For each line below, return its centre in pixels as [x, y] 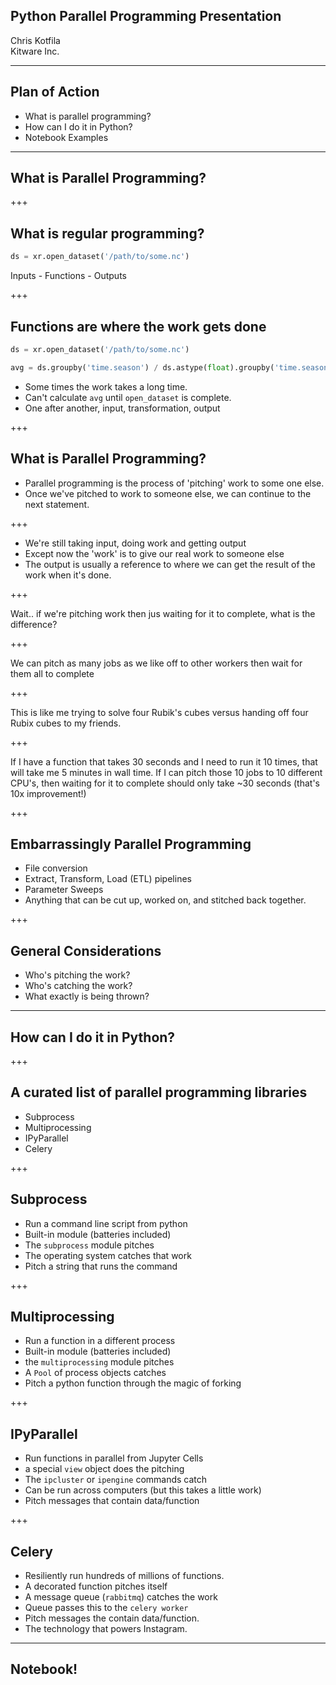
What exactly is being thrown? [87, 996]
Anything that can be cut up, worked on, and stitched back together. [165, 900]
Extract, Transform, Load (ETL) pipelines [108, 879]
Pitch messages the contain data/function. [112, 1618]
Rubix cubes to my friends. [66, 723]
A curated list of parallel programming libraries [159, 1092]
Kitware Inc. [35, 51]
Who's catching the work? [78, 986]
